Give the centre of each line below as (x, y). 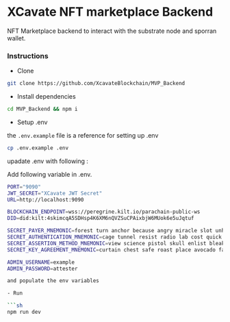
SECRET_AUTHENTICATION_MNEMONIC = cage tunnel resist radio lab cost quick (115, 237)
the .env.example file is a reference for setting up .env (83, 135)
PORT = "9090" (24, 187)
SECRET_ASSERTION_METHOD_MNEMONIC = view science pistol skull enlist (107, 243)
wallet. (16, 38)
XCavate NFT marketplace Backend (110, 12)
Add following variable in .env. (50, 174)
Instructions (28, 55)
